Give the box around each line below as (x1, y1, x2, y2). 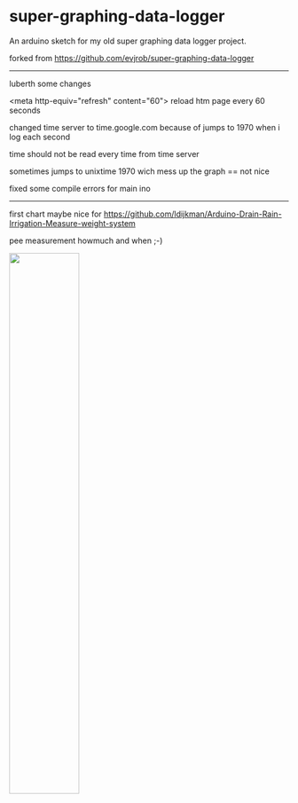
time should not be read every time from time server (9, 148, 200, 159)
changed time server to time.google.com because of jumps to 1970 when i (9, 122, 281, 132)
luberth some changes (9, 78, 91, 89)
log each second (9, 131, 71, 142)
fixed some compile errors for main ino (9, 183, 151, 193)
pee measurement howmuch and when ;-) (9, 235, 163, 246)
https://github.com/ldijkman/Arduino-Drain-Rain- (103, 209, 282, 219)
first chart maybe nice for (9, 209, 102, 219)
